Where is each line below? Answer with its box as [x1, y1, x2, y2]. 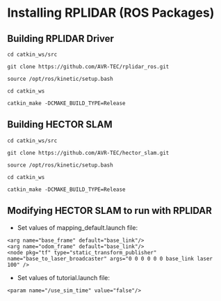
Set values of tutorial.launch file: [17, 273, 110, 281]
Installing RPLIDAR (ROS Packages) [7, 5, 215, 21]
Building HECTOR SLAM [7, 118, 113, 130]
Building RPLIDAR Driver [7, 33, 115, 45]
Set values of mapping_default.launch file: [17, 223, 138, 231]
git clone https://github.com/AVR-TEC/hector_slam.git [7, 149, 170, 156]
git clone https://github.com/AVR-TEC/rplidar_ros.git [7, 63, 170, 70]
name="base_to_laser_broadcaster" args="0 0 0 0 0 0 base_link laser [7, 255, 213, 262]
